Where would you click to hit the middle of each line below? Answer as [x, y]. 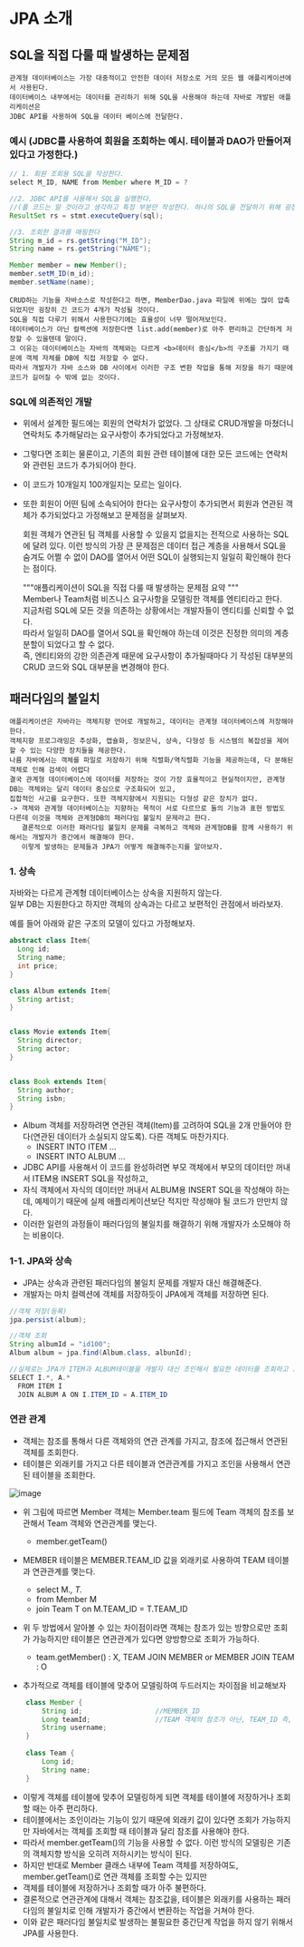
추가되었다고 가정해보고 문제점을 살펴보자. [114, 515]
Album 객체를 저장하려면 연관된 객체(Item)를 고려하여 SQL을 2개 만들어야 [152, 1125]
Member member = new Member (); [68, 265]
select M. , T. [59, 1590]
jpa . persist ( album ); [48, 1320]
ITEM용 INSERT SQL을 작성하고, [90, 1179]
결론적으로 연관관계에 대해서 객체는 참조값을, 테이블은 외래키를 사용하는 [148, 1899]
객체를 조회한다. [50, 1452]
